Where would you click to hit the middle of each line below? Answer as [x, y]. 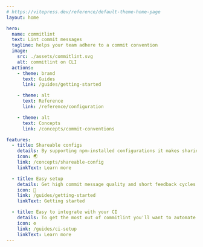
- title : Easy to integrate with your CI [65, 212]
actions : [23, 68]
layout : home [23, 18]
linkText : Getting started [51, 201]
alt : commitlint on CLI [47, 62]
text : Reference [43, 101]
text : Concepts [41, 123]
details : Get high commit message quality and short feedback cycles [107, 184]
